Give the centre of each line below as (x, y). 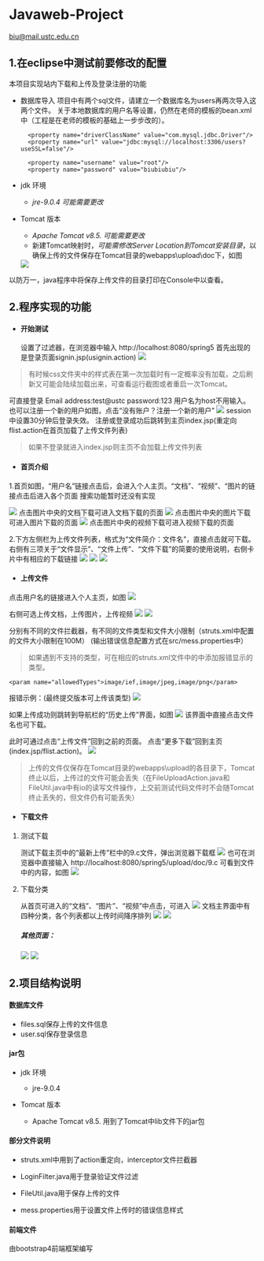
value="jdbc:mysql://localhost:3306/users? (174, 142)
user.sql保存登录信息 (54, 1034)
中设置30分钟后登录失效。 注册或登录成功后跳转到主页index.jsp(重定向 (123, 420)
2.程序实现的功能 (50, 307)
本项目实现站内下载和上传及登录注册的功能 (78, 84)
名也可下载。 (29, 724)
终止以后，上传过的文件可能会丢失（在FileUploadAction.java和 (129, 778)
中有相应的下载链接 (46, 558)
